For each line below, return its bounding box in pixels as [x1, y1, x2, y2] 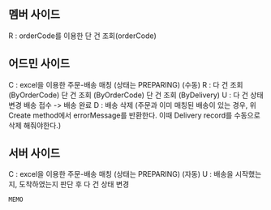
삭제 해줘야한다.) [8, 120, 62, 130]
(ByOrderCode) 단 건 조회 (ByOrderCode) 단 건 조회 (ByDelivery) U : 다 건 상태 [8, 90, 264, 100]
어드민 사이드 [8, 57, 71, 71]
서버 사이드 [8, 147, 61, 161]
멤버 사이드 [8, 7, 61, 22]
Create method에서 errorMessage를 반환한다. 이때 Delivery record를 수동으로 [8, 110, 261, 120]
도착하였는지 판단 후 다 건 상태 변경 [19, 179, 130, 189]
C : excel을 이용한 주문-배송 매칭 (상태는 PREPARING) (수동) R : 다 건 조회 [8, 79, 243, 89]
